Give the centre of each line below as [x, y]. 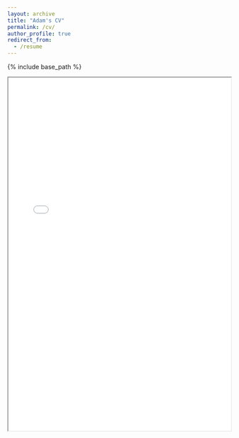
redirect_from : [30, 40]
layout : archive [31, 14]
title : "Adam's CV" [36, 20]
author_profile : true [39, 34]
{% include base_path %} [45, 67]
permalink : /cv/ [31, 27]
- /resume [28, 47]
